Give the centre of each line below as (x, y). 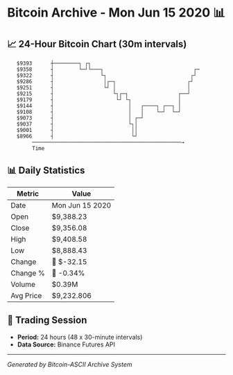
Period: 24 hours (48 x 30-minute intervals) (80, 337)
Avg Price (26, 295)
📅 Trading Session (47, 320)
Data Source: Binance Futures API (66, 344)
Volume (23, 284)
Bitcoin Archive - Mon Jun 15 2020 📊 (116, 13)
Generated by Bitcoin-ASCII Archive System (70, 364)
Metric (28, 193)
